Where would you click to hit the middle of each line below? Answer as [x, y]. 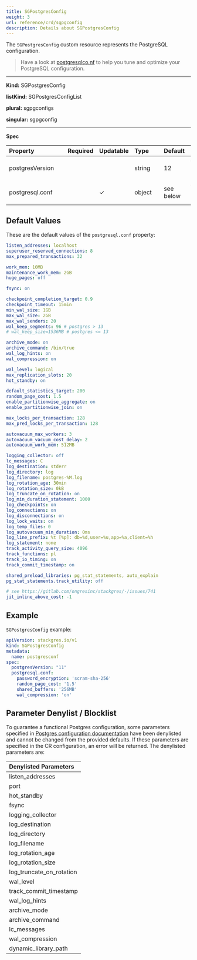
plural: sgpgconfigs [30, 108]
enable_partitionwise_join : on [44, 408]
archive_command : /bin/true [40, 348]
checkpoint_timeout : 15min [39, 305]
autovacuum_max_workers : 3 [39, 434]
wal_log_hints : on [28, 354]
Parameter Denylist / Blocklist [62, 714]
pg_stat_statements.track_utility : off [55, 581]
